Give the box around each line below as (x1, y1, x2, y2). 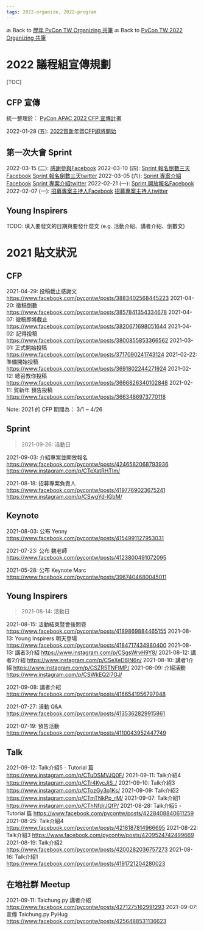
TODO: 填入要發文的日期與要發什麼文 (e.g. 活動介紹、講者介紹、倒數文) (6, 223, 186, 229)
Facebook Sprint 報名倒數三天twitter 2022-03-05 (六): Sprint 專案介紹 (6, 172, 181, 180)
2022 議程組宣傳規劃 (6, 57, 111, 71)
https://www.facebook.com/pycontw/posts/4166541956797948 (6, 690, 166, 698)
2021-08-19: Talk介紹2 (6, 839, 63, 846)
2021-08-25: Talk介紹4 (6, 818, 64, 825)
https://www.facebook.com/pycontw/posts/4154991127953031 (6, 534, 164, 541)
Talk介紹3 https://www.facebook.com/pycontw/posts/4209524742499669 (6, 832, 194, 839)
